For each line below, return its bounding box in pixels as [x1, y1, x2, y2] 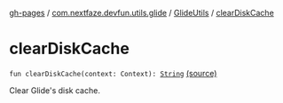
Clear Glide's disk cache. [9, 84, 100, 96]
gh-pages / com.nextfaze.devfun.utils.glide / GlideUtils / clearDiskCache [9, 8, 275, 18]
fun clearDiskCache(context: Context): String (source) [9, 67, 217, 78]
